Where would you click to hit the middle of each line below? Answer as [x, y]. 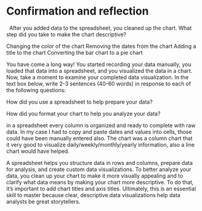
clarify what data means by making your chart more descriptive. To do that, [100, 182]
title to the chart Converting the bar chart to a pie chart [75, 52]
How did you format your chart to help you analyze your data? [83, 113]
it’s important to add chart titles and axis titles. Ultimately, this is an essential [101, 189]
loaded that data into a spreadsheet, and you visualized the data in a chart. [99, 70]
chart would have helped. [38, 151]
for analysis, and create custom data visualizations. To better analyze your [99, 169]
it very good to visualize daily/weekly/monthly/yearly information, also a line [100, 144]
